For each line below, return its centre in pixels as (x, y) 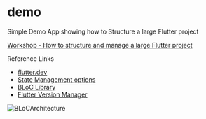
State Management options (56, 79)
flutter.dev (32, 72)
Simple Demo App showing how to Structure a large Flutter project (103, 31)
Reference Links (31, 58)
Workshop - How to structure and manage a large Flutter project (100, 45)
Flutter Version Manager (52, 94)
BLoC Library (36, 87)
